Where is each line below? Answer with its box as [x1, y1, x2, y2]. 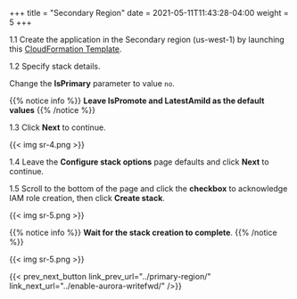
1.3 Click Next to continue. [9, 122, 106, 133]
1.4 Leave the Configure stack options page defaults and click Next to [9, 157, 269, 167]
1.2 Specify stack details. [9, 61, 101, 71]
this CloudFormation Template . [9, 44, 122, 54]
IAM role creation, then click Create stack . [9, 193, 165, 203]
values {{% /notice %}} [9, 105, 96, 115]
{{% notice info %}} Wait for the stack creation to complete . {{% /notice [9, 227, 278, 238]
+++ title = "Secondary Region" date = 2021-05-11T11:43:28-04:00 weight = [9, 8, 290, 18]
